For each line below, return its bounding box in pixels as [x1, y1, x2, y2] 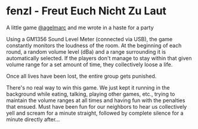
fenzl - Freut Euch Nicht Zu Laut [6, 4, 167, 18]
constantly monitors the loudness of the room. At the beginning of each [6, 42, 182, 49]
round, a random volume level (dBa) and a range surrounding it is [6, 48, 166, 55]
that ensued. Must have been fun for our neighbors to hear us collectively [6, 103, 187, 110]
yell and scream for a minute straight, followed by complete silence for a [6, 109, 184, 116]
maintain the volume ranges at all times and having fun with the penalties [6, 97, 185, 104]
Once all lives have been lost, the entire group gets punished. [6, 72, 157, 79]
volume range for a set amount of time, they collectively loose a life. [6, 61, 173, 68]
